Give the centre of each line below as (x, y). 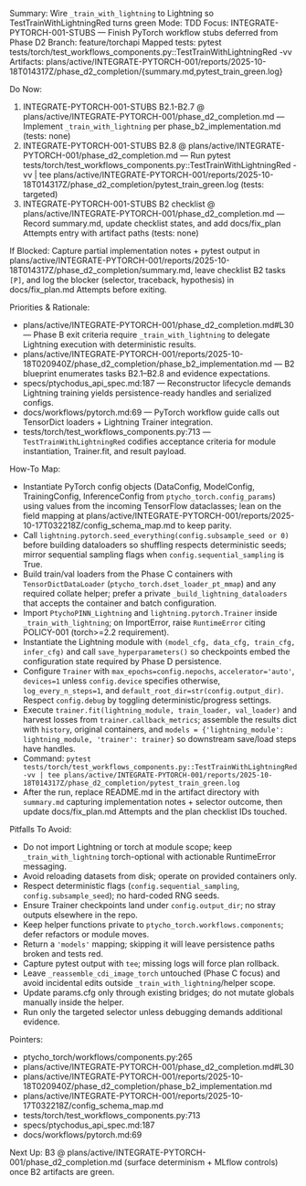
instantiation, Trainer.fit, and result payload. (105, 451)
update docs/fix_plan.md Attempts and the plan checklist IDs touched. (155, 811)
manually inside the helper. (74, 1002)
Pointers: (26, 1039)
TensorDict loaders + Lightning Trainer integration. (118, 422)
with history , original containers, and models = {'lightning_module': (153, 729)
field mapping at (53, 516)
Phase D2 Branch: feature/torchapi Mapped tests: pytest (116, 42)
